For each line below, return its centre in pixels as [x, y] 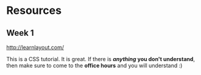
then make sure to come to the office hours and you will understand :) [94, 65]
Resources [34, 11]
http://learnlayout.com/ [35, 47]
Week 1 [20, 33]
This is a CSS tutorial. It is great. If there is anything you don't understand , [101, 59]
